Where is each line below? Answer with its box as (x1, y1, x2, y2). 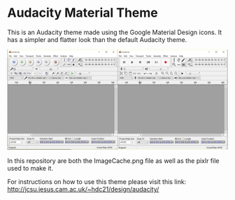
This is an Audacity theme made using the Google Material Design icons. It (7, 28, 222, 36)
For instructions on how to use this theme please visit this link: (7, 178, 187, 186)
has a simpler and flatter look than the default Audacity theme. (7, 35, 187, 43)
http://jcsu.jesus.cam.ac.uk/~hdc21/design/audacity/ (7, 185, 159, 194)
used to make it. (7, 164, 54, 173)
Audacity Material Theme (7, 5, 159, 21)
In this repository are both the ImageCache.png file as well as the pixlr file (7, 157, 220, 165)
